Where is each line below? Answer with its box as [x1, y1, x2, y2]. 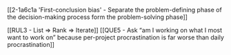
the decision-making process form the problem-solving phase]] [7, 13, 188, 21]
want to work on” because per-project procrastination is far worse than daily [7, 33, 224, 41]
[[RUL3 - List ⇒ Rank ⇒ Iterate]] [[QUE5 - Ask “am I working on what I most [7, 26, 223, 34]
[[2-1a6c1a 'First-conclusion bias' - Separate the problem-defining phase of [7, 6, 222, 14]
